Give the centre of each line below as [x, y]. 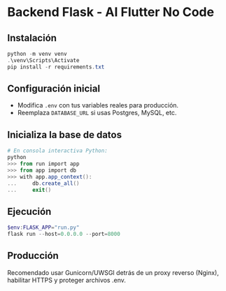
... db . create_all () [43, 183]
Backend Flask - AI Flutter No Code [111, 12]
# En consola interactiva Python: [58, 151]
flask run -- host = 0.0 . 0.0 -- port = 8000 [64, 234]
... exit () [29, 190]
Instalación [32, 38]
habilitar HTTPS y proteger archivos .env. [66, 280]
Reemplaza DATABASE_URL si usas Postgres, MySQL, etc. [97, 113]
